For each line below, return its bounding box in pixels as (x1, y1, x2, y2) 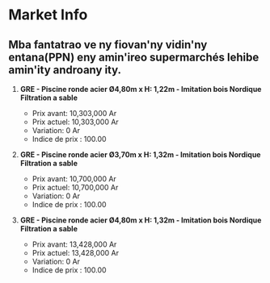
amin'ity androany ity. (8, 63, 122, 77)
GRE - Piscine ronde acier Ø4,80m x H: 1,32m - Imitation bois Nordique (19, 215, 262, 225)
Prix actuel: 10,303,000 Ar (32, 117, 119, 127)
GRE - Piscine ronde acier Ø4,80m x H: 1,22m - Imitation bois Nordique (19, 85, 262, 94)
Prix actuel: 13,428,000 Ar (32, 248, 120, 257)
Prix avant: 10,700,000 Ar (32, 174, 117, 183)
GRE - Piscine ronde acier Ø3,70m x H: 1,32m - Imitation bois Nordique (19, 150, 261, 159)
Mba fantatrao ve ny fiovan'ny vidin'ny (8, 38, 208, 52)
